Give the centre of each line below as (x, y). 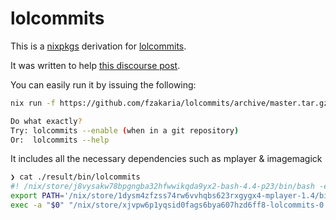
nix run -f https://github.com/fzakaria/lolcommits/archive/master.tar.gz (169, 103)
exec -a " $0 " (37, 205)
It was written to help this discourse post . (95, 65)
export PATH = (37, 196)
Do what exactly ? (46, 121)
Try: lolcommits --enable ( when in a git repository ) (125, 130)
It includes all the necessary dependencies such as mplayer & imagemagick (166, 159)
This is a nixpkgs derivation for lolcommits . (98, 46)
